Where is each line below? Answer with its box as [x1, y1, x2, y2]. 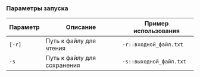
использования [133, 27, 180, 35]
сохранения [45, 61, 80, 69]
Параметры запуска [6, 4, 68, 12]
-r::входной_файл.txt [121, 41, 183, 48]
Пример [144, 20, 169, 28]
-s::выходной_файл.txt [121, 58, 186, 65]
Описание [65, 23, 96, 31]
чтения [45, 44, 66, 53]
